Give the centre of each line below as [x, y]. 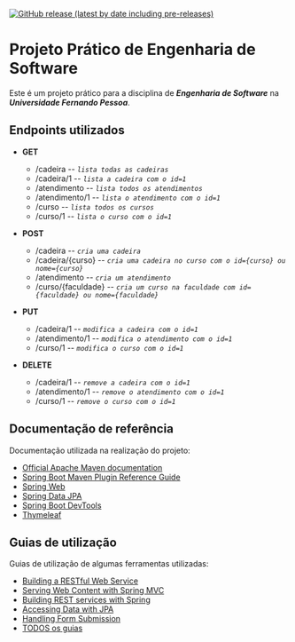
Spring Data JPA [52, 495]
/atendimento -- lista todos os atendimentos [119, 187]
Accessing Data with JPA [68, 609]
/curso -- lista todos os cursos [95, 206]
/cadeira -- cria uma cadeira [88, 250]
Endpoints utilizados [67, 130]
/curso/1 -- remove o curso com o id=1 [105, 400]
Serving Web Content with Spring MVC [93, 590]
